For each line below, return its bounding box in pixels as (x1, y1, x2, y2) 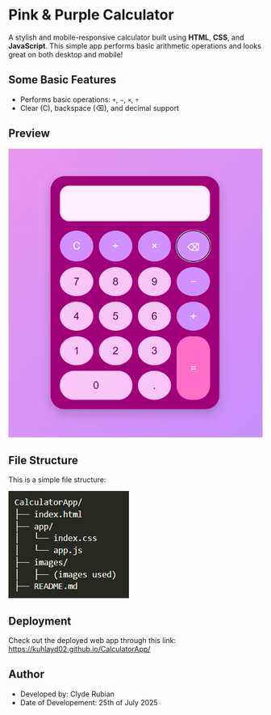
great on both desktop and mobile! (8, 49, 123, 59)
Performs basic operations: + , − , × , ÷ (19, 95, 140, 104)
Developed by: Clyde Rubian (19, 689, 115, 699)
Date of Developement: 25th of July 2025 (19, 697, 159, 707)
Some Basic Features (8, 73, 117, 87)
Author (8, 667, 44, 681)
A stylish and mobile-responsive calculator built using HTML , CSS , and (8, 32, 244, 42)
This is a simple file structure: (8, 475, 106, 484)
